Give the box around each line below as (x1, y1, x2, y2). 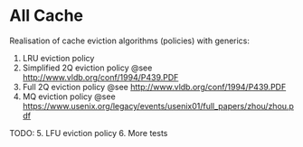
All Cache (9, 5, 84, 26)
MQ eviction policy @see (22, 91, 116, 102)
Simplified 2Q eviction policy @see (22, 62, 153, 73)
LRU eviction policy (22, 52, 95, 63)
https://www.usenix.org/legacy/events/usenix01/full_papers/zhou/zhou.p (22, 100, 294, 111)
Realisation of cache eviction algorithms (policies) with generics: (9, 35, 251, 46)
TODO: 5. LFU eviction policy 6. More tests (9, 127, 168, 138)
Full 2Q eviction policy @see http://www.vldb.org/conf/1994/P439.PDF (22, 81, 287, 92)
